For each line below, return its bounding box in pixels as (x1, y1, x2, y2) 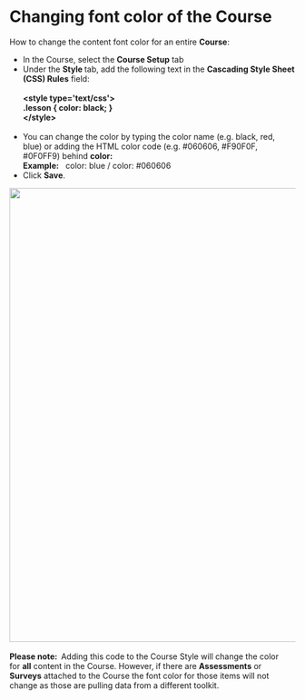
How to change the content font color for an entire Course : (9, 36, 230, 47)
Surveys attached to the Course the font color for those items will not (9, 670, 270, 681)
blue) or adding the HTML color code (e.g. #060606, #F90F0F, (22, 141, 259, 152)
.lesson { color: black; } (22, 102, 113, 113)
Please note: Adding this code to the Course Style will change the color (9, 651, 280, 662)
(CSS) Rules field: (22, 73, 90, 84)
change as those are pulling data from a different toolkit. (9, 679, 220, 691)
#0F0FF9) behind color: (22, 150, 113, 161)
